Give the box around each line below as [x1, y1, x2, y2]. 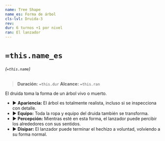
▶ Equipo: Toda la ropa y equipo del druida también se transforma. [12, 111, 149, 116]
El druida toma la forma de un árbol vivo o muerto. [5, 90, 107, 96]
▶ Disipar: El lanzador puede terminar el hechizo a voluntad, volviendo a [12, 126, 161, 132]
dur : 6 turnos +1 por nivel [5, 26, 63, 30]
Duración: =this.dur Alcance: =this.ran [17, 81, 100, 87]
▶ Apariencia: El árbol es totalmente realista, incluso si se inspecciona [12, 100, 157, 106]
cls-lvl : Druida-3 [5, 16, 43, 21]
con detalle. [12, 105, 36, 111]
